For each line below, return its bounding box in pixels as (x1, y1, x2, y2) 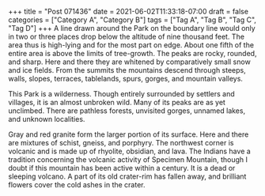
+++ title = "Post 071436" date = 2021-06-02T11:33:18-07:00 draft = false (8, 7, 249, 16)
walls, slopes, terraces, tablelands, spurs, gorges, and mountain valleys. (8, 74, 244, 83)
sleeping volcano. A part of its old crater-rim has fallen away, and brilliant (8, 171, 247, 181)
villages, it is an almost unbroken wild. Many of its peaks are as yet (8, 98, 225, 107)
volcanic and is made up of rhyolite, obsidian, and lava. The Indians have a (8, 146, 251, 156)
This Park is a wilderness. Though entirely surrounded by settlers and (8, 89, 235, 98)
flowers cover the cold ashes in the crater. (8, 180, 146, 189)
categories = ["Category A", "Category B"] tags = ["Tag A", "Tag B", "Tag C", (8, 15, 257, 24)
